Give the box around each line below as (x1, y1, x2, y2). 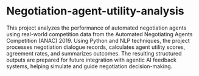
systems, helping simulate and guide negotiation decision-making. (6, 62, 173, 70)
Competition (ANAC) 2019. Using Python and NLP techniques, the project (6, 37, 190, 44)
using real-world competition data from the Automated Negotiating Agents (6, 30, 193, 37)
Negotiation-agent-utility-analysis (6, 4, 184, 18)
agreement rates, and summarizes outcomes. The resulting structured (6, 49, 182, 57)
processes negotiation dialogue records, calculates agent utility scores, (6, 43, 186, 51)
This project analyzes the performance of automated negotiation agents (6, 24, 187, 31)
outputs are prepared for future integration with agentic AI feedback (6, 56, 177, 63)
